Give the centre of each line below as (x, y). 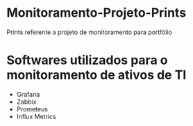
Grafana (28, 94)
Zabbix (26, 102)
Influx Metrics (36, 116)
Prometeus (32, 109)
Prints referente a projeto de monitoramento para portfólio (90, 32)
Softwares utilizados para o (87, 60)
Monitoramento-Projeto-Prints (96, 13)
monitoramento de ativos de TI (96, 75)
